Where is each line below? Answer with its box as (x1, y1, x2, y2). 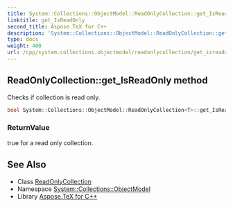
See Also (7, 159, 46, 171)
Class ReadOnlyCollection (17, 177, 92, 185)
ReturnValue (7, 123, 50, 133)
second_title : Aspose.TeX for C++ (7, 23, 107, 30)
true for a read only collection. (7, 138, 94, 147)
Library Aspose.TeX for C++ (17, 192, 98, 200)
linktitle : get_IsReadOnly (7, 17, 85, 24)
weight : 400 (7, 42, 42, 49)
